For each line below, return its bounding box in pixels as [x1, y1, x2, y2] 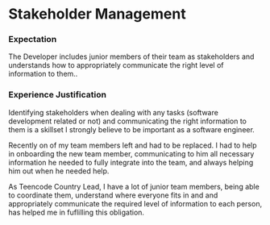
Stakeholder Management [8, 5, 187, 23]
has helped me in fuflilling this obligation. [8, 207, 145, 217]
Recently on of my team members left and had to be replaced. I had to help [8, 140, 257, 150]
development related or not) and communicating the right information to [8, 116, 247, 126]
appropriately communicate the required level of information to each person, [8, 198, 263, 208]
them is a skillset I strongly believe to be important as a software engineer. [8, 124, 255, 134]
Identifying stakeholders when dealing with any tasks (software [8, 107, 219, 117]
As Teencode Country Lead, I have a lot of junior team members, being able [8, 181, 260, 191]
